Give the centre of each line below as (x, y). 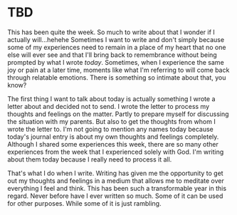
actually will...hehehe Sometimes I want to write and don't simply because (116, 39)
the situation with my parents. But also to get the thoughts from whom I (111, 121)
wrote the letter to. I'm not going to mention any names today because (110, 129)
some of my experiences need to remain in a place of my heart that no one (117, 47)
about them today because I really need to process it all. (90, 159)
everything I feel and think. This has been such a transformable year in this (117, 188)
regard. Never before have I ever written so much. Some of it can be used (115, 196)
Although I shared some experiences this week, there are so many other (113, 144)
